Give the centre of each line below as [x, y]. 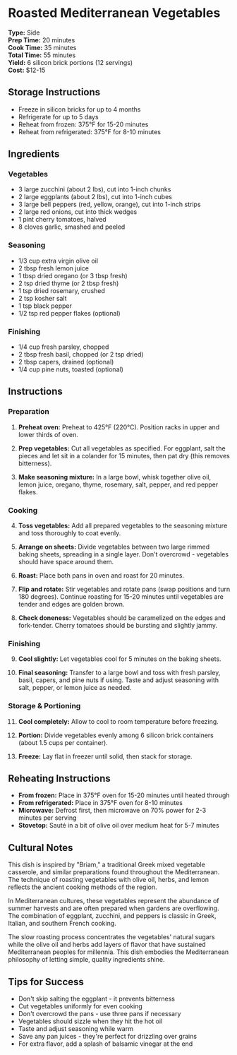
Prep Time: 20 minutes [42, 40]
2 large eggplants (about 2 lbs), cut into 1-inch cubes [95, 197]
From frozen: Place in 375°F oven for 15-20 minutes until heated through [124, 795]
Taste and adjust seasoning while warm [75, 1029]
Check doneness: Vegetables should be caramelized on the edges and [122, 618]
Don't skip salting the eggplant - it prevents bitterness [97, 999]
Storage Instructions [54, 92]
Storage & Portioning [44, 706]
